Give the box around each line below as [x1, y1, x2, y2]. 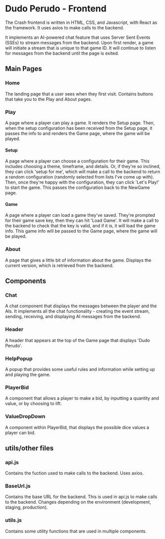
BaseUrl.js [5, 483, 31, 490]
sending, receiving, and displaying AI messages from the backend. [5, 314, 141, 320]
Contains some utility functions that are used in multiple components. [5, 528, 147, 534]
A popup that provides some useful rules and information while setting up [5, 366, 155, 372]
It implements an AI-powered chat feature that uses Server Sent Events [5, 34, 151, 40]
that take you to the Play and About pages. [5, 96, 92, 102]
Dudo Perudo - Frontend [5, 3, 107, 14]
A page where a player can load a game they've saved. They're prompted [5, 212, 155, 218]
